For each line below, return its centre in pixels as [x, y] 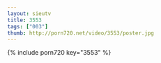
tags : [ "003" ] [28, 26]
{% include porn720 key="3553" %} [59, 53]
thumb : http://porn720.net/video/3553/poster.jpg [81, 33]
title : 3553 [24, 20]
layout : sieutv [29, 13]
